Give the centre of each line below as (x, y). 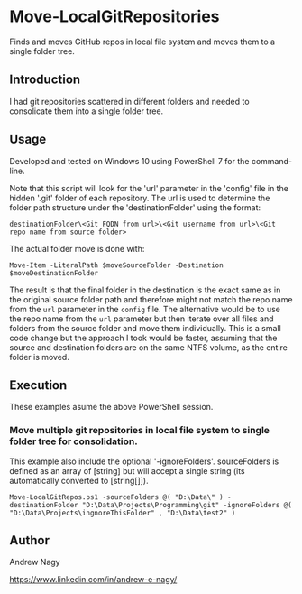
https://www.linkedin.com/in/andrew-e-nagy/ (93, 580)
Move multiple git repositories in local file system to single (140, 431)
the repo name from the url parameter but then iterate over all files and (142, 319)
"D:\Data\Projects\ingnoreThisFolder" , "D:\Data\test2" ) (123, 513)
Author (29, 540)
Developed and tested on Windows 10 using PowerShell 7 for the (129, 161)
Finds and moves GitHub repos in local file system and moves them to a (142, 42)
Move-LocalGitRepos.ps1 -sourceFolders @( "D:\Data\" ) (116, 497)
